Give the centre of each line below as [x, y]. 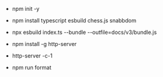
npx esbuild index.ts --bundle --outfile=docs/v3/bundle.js [84, 32]
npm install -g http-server [44, 44]
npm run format [32, 67]
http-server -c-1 [32, 56]
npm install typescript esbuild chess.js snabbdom [74, 20]
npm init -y [26, 9]
